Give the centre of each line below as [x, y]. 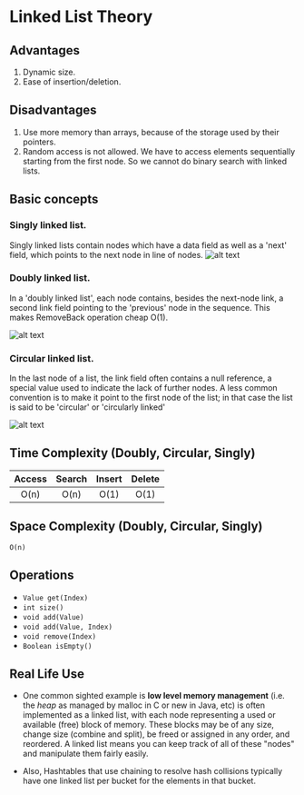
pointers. [39, 142]
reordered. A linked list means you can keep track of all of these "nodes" [158, 744]
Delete [146, 479]
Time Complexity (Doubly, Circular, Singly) [132, 453]
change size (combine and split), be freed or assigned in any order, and [156, 734]
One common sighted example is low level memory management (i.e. [154, 696]
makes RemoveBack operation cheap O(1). [89, 317]
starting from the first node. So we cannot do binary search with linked [155, 161]
